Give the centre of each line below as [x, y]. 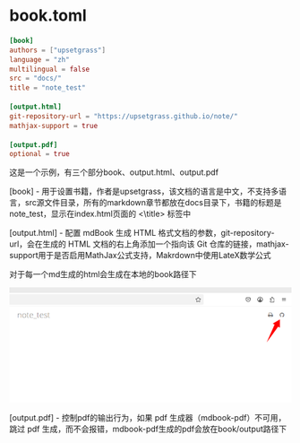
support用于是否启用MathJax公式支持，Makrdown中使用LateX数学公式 [140, 256]
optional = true [39, 154]
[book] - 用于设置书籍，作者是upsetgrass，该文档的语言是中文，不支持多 [144, 191]
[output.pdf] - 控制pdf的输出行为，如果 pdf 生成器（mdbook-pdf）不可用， [148, 418]
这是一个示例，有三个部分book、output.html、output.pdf [114, 172]
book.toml [48, 16]
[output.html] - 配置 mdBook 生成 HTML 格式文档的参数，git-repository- [142, 233]
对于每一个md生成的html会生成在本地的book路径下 [103, 274]
